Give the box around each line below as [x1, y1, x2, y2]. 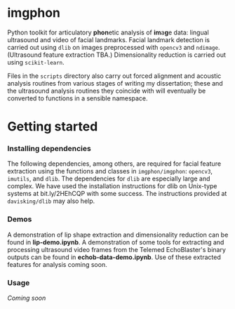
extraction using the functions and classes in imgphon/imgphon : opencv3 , [7, 167, 213, 176]
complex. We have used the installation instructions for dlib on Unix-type [7, 182, 217, 190]
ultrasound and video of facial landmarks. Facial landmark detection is [7, 35, 210, 44]
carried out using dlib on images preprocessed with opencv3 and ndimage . [7, 43, 220, 51]
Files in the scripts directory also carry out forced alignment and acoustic [7, 72, 222, 80]
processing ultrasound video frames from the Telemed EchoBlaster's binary [7, 245, 227, 254]
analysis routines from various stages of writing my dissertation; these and [7, 79, 223, 87]
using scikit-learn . [7, 58, 65, 66]
